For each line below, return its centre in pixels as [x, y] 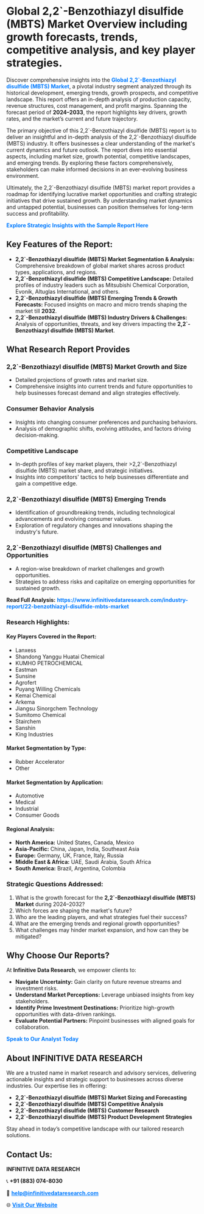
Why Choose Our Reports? [58, 955]
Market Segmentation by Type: [46, 748]
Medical [25, 802]
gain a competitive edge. [46, 484]
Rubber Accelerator [40, 761]
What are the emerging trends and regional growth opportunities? [97, 923]
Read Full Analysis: [31, 600]
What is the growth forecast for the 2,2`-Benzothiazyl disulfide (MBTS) [105, 897]
